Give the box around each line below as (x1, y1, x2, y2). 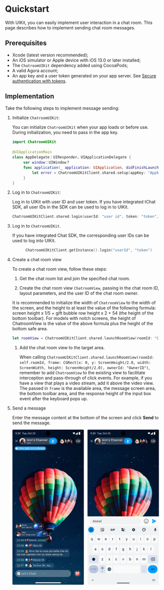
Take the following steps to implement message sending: (5, 105, 120, 111)
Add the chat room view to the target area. (19, 345, 105, 351)
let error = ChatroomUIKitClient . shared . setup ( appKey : (32, 170, 146, 175)
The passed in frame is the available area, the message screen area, (19, 386, 156, 391)
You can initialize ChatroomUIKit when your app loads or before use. (12, 124, 149, 130)
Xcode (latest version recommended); (12, 52, 89, 58)
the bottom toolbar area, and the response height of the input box (19, 390, 151, 397)
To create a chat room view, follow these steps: (12, 266, 107, 272)
